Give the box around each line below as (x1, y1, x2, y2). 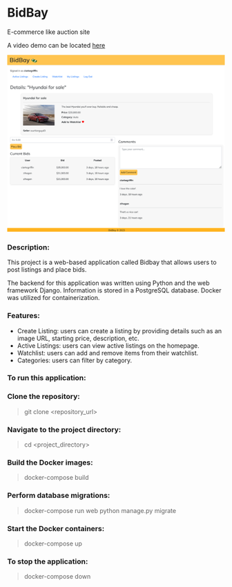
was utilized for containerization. (7, 294, 100, 302)
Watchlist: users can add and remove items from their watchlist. (17, 348, 199, 357)
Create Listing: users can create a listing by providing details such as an (17, 326, 222, 335)
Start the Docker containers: (7, 523, 105, 533)
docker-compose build (23, 474, 89, 482)
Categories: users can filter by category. (17, 356, 133, 364)
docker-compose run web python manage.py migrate (23, 506, 177, 514)
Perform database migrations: (7, 491, 110, 501)
